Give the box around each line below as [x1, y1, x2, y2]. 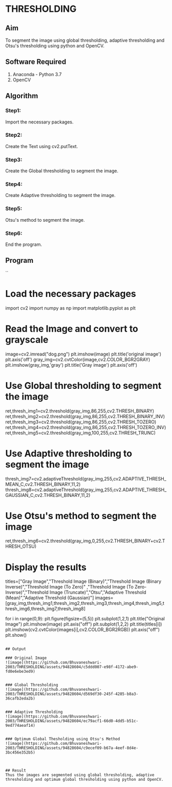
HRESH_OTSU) [5, 543, 37, 549]
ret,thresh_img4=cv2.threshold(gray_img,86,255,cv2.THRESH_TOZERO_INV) [5, 424, 166, 430]
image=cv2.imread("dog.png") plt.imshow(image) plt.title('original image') [5, 351, 162, 357]
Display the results [5, 561, 87, 573]
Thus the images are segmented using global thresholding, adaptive [5, 773, 155, 778]
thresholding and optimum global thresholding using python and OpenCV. [5, 777, 164, 782]
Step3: [5, 156, 23, 163]
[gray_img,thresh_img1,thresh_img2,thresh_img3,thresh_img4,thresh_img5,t [5, 600, 165, 606]
